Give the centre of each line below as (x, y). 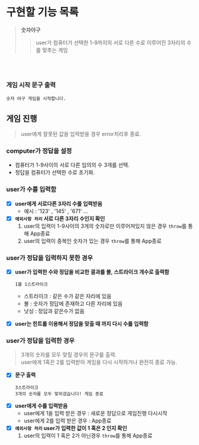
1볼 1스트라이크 (31, 285)
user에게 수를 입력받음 (41, 406)
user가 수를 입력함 (31, 190)
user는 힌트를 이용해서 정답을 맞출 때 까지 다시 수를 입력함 (82, 324)
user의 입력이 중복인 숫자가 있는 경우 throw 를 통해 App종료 (93, 241)
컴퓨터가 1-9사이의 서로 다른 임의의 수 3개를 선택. (72, 165)
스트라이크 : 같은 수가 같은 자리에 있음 (68, 296)
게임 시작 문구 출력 (31, 85)
